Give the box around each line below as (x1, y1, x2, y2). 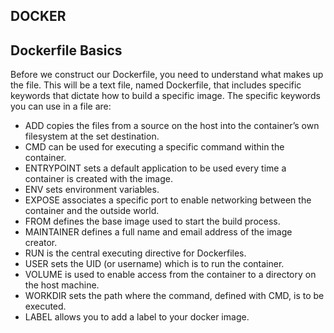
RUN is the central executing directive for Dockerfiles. (24, 247, 247, 259)
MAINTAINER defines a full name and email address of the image (24, 226, 293, 238)
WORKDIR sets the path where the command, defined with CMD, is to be (24, 290, 325, 302)
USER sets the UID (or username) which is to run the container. (24, 258, 285, 270)
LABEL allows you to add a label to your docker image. (24, 311, 250, 323)
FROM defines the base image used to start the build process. (24, 215, 281, 228)
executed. (24, 300, 67, 313)
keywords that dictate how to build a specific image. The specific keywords (10, 90, 321, 102)
